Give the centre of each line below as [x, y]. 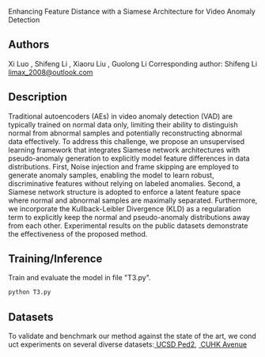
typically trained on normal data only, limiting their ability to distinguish [123, 124]
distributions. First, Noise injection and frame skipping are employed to [123, 166]
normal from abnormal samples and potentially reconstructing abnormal [125, 133]
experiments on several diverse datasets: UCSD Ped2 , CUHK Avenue [134, 344]
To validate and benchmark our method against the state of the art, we [123, 336]
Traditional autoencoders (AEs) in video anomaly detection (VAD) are [121, 116]
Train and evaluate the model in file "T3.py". [80, 278]
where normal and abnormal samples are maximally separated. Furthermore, [133, 200]
